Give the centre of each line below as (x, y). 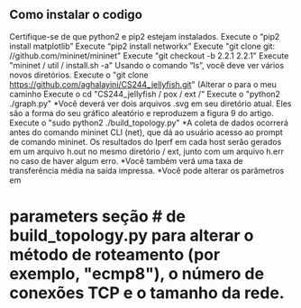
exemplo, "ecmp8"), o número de (137, 274)
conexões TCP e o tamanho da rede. (147, 293)
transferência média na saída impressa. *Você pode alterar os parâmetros (147, 170)
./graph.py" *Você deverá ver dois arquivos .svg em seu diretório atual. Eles (150, 104)
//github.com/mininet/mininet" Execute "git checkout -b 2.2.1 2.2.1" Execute (149, 55)
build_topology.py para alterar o (132, 236)
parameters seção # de (98, 216)
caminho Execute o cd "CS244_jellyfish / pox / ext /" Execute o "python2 (145, 94)
